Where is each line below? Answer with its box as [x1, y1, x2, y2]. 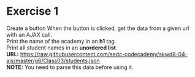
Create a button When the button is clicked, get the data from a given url [6, 24, 189, 32]
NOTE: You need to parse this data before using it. [6, 63, 134, 71]
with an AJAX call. [6, 31, 53, 38]
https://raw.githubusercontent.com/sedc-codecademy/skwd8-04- [20, 50, 188, 57]
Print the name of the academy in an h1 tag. [6, 37, 117, 45]
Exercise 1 [6, 4, 59, 18]
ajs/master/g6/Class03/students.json [6, 57, 100, 64]
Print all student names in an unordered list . [6, 44, 118, 51]
